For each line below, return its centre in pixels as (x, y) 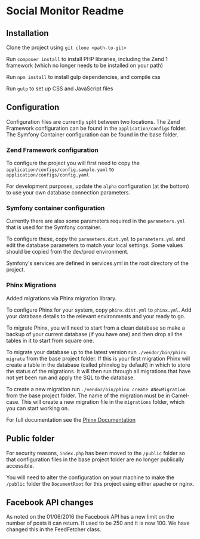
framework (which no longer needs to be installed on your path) (84, 65)
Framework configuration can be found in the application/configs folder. (96, 128)
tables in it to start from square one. (50, 340)
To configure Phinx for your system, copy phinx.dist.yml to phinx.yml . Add (99, 310)
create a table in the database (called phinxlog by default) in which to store (98, 365)
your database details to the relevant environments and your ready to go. (96, 316)
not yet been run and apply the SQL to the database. (71, 377)
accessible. (20, 465)
